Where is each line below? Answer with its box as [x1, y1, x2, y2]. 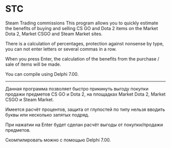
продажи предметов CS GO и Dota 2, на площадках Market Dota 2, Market [5, 91, 166, 97]
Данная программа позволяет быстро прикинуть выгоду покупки [5, 85, 149, 92]
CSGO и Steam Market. [5, 96, 54, 102]
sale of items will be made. [5, 61, 61, 67]
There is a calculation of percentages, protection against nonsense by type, [5, 40, 164, 46]
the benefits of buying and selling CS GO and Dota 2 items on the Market [5, 25, 158, 31]
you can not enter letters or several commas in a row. [5, 46, 117, 52]
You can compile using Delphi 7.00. [5, 71, 79, 77]
